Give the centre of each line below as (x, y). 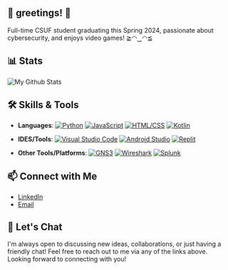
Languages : (36, 126)
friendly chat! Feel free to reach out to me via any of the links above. (108, 252)
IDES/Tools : (35, 139)
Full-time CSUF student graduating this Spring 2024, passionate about (110, 30)
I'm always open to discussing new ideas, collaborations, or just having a (114, 244)
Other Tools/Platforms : (52, 153)
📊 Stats (25, 61)
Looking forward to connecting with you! (67, 259)
